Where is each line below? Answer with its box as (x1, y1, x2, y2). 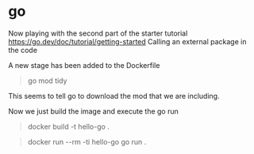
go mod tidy (27, 76, 67, 85)
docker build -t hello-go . (27, 122, 110, 131)
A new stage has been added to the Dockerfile (8, 60, 160, 69)
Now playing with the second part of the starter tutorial (8, 28, 188, 38)
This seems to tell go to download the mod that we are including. (8, 91, 220, 100)
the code (8, 45, 38, 54)
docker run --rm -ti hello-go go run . (27, 137, 147, 146)
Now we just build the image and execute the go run (8, 106, 179, 116)
